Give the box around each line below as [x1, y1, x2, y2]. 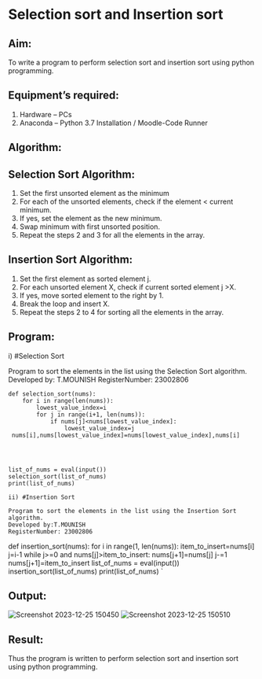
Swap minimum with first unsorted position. [19, 222, 161, 231]
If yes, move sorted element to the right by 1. [19, 290, 164, 300]
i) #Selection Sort [8, 351, 65, 360]
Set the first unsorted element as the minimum [19, 189, 170, 198]
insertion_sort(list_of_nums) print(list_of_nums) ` [8, 566, 163, 576]
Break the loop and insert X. [19, 299, 110, 308]
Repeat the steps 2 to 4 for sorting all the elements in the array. [19, 307, 224, 316]
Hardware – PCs [19, 109, 72, 119]
